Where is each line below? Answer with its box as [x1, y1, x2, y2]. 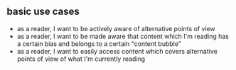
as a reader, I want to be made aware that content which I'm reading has [16, 32, 229, 40]
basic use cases [6, 6, 80, 18]
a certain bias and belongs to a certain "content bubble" [16, 39, 182, 48]
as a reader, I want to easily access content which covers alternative [16, 47, 218, 55]
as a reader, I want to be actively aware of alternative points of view [16, 24, 215, 33]
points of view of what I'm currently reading [16, 54, 146, 63]
